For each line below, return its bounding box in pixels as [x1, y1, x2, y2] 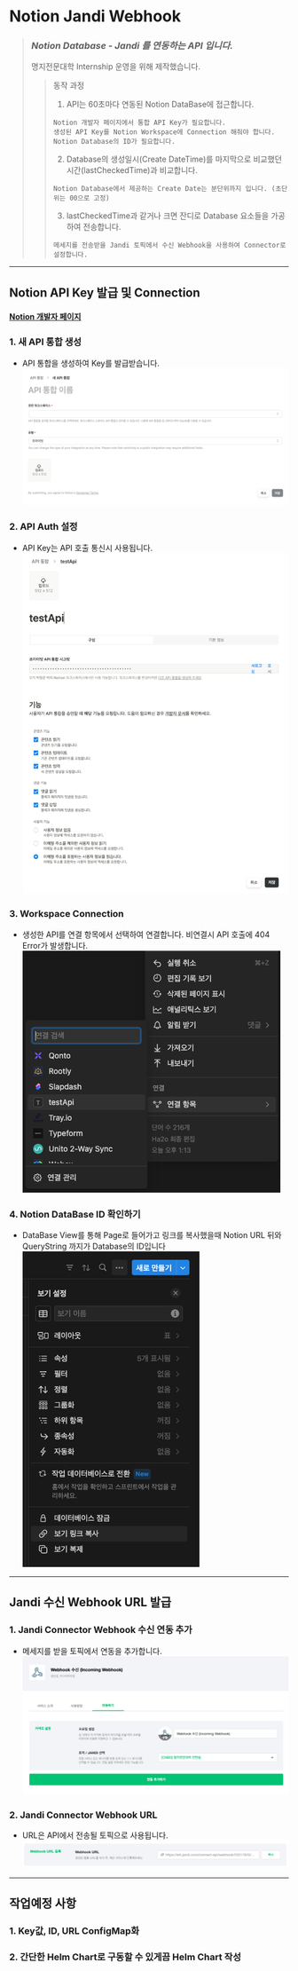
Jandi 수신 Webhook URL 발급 [9, 1595, 172, 1610]
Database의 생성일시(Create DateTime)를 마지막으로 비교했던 [66, 154, 282, 165]
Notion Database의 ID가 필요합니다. [52, 138, 176, 146]
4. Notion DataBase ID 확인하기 [9, 1208, 141, 1220]
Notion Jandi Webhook [9, 6, 182, 27]
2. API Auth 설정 [9, 521, 78, 533]
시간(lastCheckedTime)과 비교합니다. [66, 165, 198, 176]
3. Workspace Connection [9, 908, 124, 920]
